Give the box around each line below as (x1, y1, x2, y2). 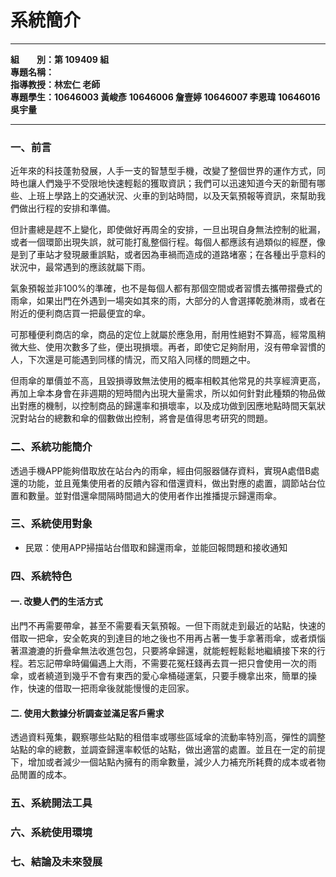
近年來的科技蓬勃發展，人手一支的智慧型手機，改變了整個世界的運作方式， (10, 165, 317, 177)
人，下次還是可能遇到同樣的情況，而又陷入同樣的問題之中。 (10, 354, 256, 366)
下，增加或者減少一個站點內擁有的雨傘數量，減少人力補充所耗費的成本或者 (10, 756, 317, 768)
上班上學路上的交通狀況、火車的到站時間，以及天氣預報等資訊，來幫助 (27, 190, 317, 202)
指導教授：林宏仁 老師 (10, 78, 101, 90)
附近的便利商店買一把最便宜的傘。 (10, 307, 151, 320)
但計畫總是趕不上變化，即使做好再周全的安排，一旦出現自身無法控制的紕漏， (10, 224, 326, 236)
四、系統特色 (10, 569, 73, 583)
